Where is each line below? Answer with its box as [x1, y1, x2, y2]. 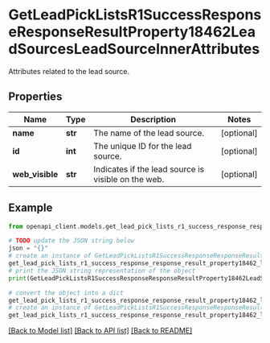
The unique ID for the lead [93, 140, 192, 151]
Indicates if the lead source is [93, 163, 205, 175]
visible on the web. [93, 173, 165, 184]
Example [8, 201, 53, 215]
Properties [8, 90, 63, 104]
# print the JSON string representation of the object [8, 267, 196, 275]
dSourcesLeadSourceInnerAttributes [8, 40, 260, 58]
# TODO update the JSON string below [8, 237, 135, 245]
